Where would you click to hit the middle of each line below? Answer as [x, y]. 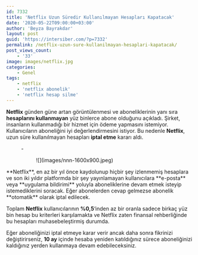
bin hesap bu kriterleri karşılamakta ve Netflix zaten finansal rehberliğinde [97, 214]
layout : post [22, 34]
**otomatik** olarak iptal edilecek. [48, 197]
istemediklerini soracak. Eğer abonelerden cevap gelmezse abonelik [90, 191]
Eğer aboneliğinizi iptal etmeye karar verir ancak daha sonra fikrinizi [89, 232]
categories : [21, 67]
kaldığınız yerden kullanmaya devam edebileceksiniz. [72, 245]
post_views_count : [29, 51]
